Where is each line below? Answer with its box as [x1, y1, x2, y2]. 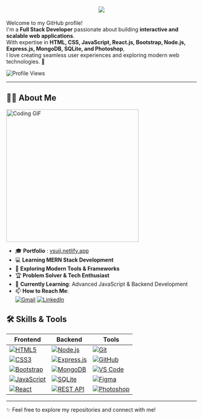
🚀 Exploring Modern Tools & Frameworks [14, 265, 120, 272]
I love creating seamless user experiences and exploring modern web [6, 51, 180, 59]
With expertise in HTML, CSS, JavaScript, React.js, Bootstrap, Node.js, [6, 38, 186, 45]
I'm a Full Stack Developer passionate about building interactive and [6, 25, 179, 33]
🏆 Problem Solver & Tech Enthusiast [14, 271, 110, 279]
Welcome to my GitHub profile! [6, 19, 83, 27]
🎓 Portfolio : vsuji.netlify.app [14, 247, 89, 254]
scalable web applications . [6, 32, 75, 39]
